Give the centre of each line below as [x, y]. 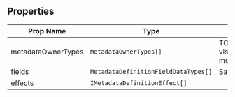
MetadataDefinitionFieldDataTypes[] [151, 72]
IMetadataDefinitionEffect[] [138, 83]
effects [22, 83]
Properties [31, 12]
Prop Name [47, 31]
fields [20, 71]
